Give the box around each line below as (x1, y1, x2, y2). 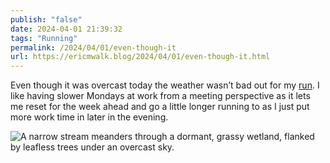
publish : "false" (10, 14, 83, 25)
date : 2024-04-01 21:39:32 (10, 24, 123, 34)
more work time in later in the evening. (10, 111, 169, 123)
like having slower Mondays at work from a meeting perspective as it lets (10, 90, 311, 102)
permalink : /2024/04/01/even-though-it (10, 42, 177, 53)
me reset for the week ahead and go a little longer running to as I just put (10, 101, 310, 113)
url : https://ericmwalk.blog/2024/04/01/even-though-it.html (10, 52, 271, 62)
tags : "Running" (10, 33, 78, 43)
